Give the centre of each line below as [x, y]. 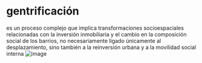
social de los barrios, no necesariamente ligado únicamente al [84, 41]
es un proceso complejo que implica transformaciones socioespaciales [95, 28]
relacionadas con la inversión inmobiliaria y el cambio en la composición [96, 34]
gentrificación [43, 11]
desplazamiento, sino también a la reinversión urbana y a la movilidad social [101, 47]
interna [15, 53]
